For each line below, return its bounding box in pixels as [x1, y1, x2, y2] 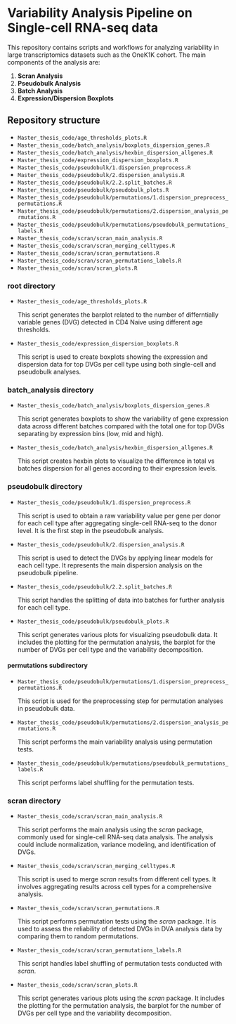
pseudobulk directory [7, 482, 83, 492]
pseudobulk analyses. [17, 367, 81, 376]
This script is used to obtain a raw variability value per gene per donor [17, 511, 221, 520]
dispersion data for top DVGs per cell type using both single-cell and [17, 360, 216, 369]
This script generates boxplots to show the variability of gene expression [17, 414, 229, 423]
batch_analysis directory [7, 385, 94, 395]
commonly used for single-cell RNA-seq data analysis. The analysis [17, 833, 214, 841]
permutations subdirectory [7, 662, 88, 670]
